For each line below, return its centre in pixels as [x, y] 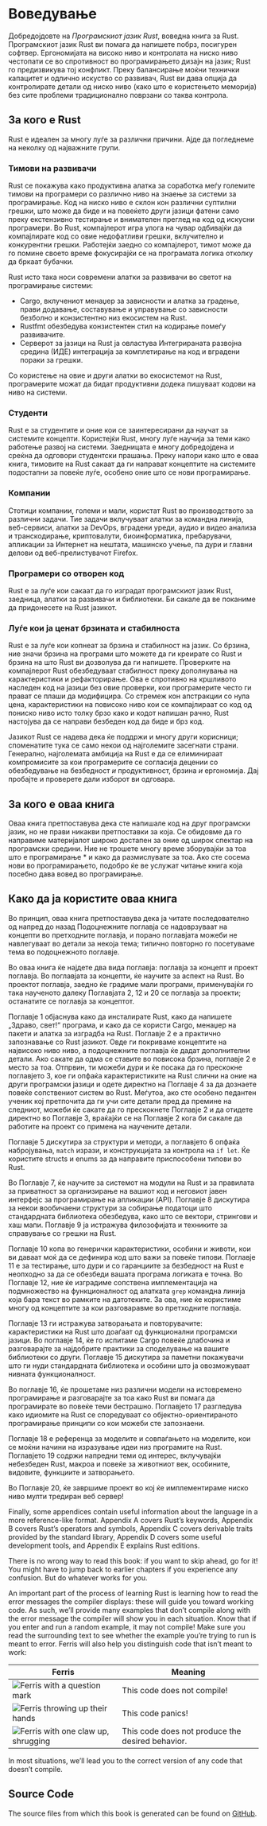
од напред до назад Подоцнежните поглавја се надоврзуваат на [118, 927]
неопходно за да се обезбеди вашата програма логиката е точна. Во [126, 1274]
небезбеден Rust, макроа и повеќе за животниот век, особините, [119, 1463]
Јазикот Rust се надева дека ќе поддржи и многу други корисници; [123, 737]
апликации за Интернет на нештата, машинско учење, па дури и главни [130, 544]
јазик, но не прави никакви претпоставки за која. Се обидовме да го [125, 832]
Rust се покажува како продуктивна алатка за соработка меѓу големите [132, 186]
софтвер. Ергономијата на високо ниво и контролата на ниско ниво [123, 52]
